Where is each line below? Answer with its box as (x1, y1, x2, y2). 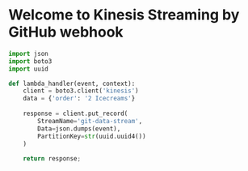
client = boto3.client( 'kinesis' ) (23, 87, 139, 95)
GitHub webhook (8, 23, 124, 41)
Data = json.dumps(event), (37, 124, 121, 133)
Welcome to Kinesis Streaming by (8, 6, 240, 24)
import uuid (8, 65, 48, 73)
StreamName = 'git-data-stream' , (37, 117, 143, 125)
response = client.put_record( (23, 109, 128, 118)
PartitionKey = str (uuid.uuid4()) (37, 132, 147, 140)
